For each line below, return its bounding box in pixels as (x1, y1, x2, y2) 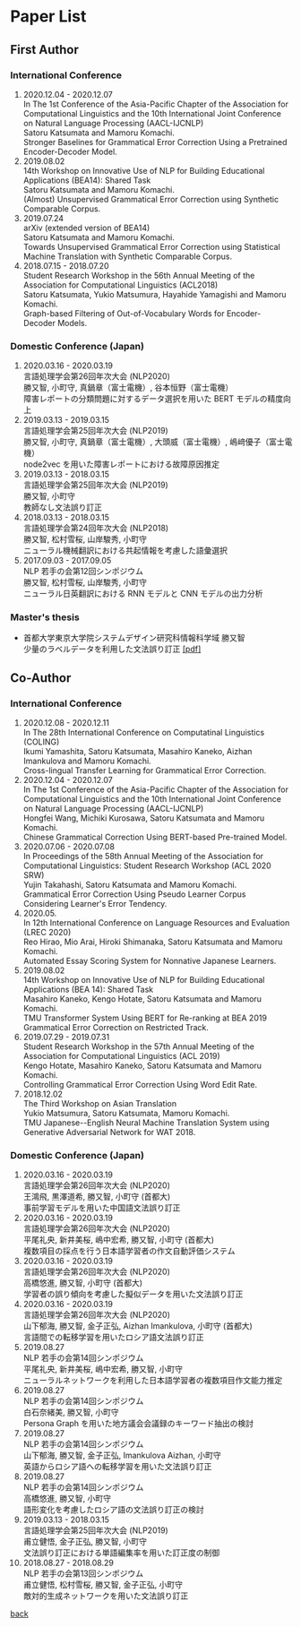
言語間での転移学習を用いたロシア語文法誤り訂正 (22, 1332, 204, 1343)
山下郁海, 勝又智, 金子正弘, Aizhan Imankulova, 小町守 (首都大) (22, 1321, 254, 1331)
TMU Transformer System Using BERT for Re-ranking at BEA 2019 (22, 1012, 268, 1023)
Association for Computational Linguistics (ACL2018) (22, 280, 219, 290)
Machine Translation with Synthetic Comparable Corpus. (22, 251, 232, 262)
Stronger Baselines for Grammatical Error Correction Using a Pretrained (22, 136, 288, 147)
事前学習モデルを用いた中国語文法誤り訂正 (22, 1202, 181, 1213)
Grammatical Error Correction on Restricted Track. (22, 1022, 210, 1033)
